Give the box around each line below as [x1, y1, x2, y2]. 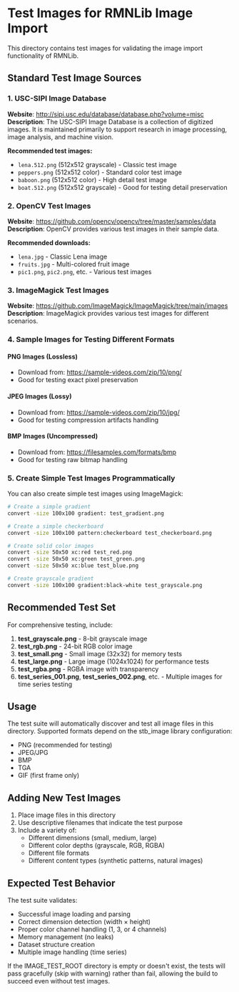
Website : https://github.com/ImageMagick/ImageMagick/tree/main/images [7, 301, 228, 310]
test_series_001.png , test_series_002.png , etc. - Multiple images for [17, 672, 223, 681]
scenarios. [7, 316, 39, 326]
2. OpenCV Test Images [7, 201, 91, 211]
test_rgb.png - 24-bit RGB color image [17, 641, 133, 651]
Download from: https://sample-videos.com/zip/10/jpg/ [17, 408, 180, 416]
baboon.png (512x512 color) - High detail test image [17, 175, 168, 184]
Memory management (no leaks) [17, 933, 114, 941]
